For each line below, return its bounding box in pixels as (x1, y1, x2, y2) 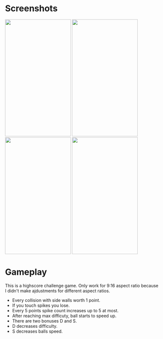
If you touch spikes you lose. (12, 302, 70, 308)
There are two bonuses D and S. (12, 318, 77, 324)
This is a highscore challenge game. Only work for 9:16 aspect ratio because (5, 282, 159, 288)
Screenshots (5, 3, 58, 14)
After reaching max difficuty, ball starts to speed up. (12, 313, 117, 319)
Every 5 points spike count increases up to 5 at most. (12, 307, 119, 313)
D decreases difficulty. (12, 323, 57, 329)
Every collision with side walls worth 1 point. (12, 297, 101, 303)
